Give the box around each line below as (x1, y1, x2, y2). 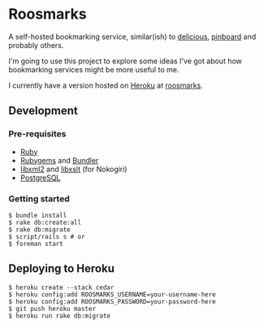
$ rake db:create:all (8, 218, 82, 227)
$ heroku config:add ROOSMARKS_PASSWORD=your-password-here (8, 297, 217, 305)
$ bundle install (8, 211, 67, 219)
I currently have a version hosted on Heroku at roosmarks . (8, 80, 203, 90)
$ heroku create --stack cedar (8, 283, 115, 291)
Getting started (8, 192, 71, 204)
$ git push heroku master (8, 304, 96, 313)
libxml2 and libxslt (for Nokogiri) (19, 164, 128, 174)
